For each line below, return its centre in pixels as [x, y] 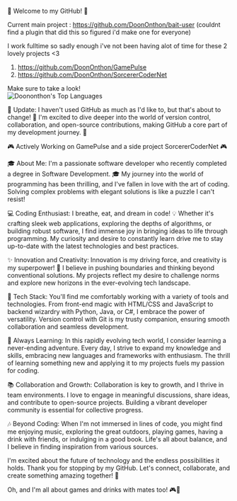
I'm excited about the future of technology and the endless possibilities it [114, 460]
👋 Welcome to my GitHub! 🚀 [48, 11]
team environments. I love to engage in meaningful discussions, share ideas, [119, 395]
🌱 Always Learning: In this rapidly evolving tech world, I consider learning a [117, 340]
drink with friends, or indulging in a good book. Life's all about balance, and [117, 439]
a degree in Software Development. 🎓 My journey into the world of [105, 174]
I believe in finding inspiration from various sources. [83, 447]
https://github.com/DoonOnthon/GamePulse [82, 67]
